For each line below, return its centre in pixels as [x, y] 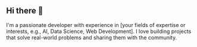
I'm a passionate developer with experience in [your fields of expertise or [96, 25]
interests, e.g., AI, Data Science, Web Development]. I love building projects [99, 31]
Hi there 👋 [25, 11]
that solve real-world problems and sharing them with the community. [92, 37]
